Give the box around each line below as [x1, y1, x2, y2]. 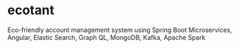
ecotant [7, 2, 55, 18]
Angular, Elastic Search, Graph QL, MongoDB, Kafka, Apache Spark [7, 33, 205, 41]
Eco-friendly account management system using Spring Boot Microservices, [7, 26, 233, 34]
